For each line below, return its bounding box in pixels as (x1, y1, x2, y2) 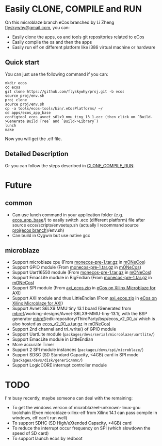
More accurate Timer (12, 342, 54, 348)
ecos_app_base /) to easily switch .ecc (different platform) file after (12, 217, 146, 223)
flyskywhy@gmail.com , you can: (5, 24, 70, 30)
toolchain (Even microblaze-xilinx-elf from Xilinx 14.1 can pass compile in (12, 410, 158, 415)
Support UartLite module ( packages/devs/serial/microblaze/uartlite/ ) (12, 331, 155, 337)
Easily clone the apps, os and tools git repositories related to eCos (12, 34, 145, 40)
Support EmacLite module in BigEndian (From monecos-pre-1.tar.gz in (12, 275, 152, 281)
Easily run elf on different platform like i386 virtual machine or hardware (12, 44, 156, 50)
